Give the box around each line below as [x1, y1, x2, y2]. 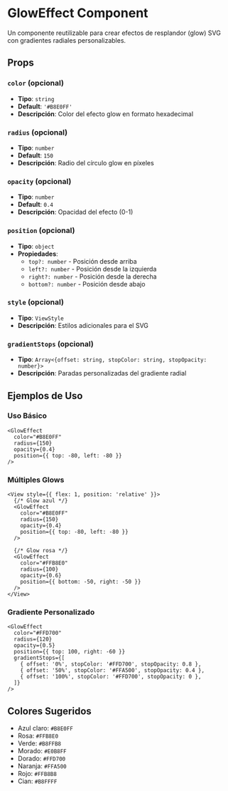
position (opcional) [7, 226, 75, 236]
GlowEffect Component [7, 5, 148, 21]
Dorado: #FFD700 [17, 754, 66, 763]
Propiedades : [17, 249, 58, 258]
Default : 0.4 [17, 200, 53, 209]
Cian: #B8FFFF [17, 777, 58, 785]
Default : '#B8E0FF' [17, 102, 72, 110]
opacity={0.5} [13, 642, 55, 649]
